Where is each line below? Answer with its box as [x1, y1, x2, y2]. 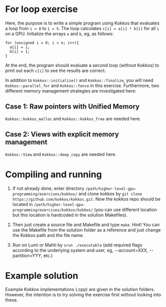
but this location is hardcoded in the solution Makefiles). [12, 211, 128, 218]
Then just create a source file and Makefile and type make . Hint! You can [12, 221, 160, 227]
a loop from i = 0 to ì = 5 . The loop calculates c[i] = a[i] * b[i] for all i [5, 25, 160, 31]
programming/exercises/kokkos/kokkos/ [12, 207, 93, 212]
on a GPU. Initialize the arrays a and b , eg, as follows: [5, 30, 114, 36]
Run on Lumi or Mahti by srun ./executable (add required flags [12, 241, 143, 248]
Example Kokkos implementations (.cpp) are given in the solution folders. [5, 286, 155, 292]
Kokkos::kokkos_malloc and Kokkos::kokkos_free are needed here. [5, 115, 141, 121]
